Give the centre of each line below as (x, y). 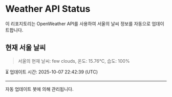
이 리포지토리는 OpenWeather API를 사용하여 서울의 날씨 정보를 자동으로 (78, 23)
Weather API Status (48, 9)
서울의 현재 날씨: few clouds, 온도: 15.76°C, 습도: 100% (74, 61)
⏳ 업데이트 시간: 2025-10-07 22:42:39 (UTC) (52, 71)
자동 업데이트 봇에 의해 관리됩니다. (39, 89)
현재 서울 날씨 (26, 48)
